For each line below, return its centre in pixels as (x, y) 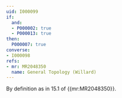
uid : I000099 (22, 12)
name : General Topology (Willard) (54, 72)
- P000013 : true (31, 34)
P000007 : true (29, 45)
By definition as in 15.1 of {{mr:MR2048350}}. (61, 89)
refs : (13, 61)
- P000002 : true (31, 28)
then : (13, 39)
